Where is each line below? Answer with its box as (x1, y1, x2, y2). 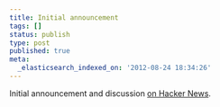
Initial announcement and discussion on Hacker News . (9, 87, 212, 99)
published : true (9, 47, 70, 56)
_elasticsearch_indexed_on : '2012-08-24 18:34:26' (17, 64, 212, 73)
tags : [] (9, 22, 42, 31)
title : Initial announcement (9, 13, 119, 22)
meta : (9, 55, 30, 64)
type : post (9, 38, 50, 48)
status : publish (9, 30, 70, 39)
